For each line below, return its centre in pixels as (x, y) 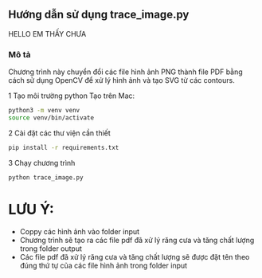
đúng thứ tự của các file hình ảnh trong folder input (104, 265)
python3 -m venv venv (44, 111)
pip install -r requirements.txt (64, 147)
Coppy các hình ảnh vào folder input (80, 231)
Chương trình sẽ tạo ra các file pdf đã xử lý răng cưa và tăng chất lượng (137, 240)
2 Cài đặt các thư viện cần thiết (60, 133)
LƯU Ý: (31, 209)
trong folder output (51, 249)
